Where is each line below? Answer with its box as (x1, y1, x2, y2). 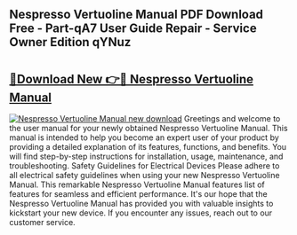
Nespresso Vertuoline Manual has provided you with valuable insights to (9, 199, 274, 208)
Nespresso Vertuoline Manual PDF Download (9, 7, 264, 22)
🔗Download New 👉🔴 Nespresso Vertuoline (9, 71, 253, 87)
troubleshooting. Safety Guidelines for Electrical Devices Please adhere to (9, 161, 280, 171)
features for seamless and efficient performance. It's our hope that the (9, 189, 269, 199)
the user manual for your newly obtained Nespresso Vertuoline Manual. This (9, 123, 288, 133)
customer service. (9, 217, 76, 227)
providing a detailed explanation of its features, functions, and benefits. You (9, 142, 287, 152)
